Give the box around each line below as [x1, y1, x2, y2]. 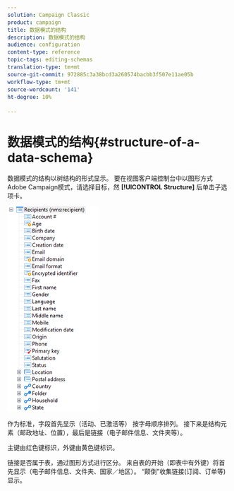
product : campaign [7, 18, 61, 26]
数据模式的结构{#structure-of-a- [7, 134, 200, 150]
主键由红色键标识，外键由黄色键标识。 [7, 444, 118, 452]
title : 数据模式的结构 [7, 26, 67, 33]
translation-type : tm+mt [7, 64, 80, 71]
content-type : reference [7, 49, 80, 56]
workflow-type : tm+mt [7, 78, 71, 85]
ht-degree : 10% [7, 93, 52, 100]
